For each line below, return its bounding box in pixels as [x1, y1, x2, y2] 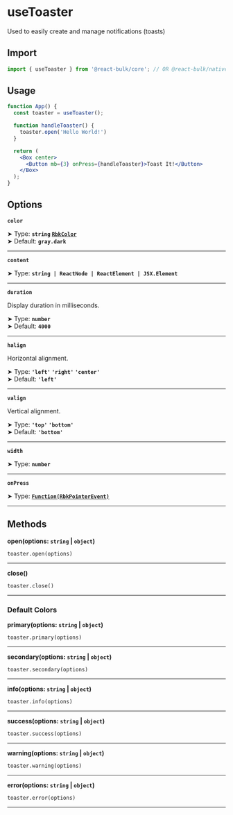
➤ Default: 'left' [7, 375, 58, 383]
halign [7, 341, 26, 349]
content [7, 257, 30, 264]
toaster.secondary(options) [7, 666, 89, 673]
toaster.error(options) [7, 794, 76, 801]
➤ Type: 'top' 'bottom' [7, 420, 74, 429]
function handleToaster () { [13, 122, 95, 129]
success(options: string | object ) [7, 717, 105, 725]
